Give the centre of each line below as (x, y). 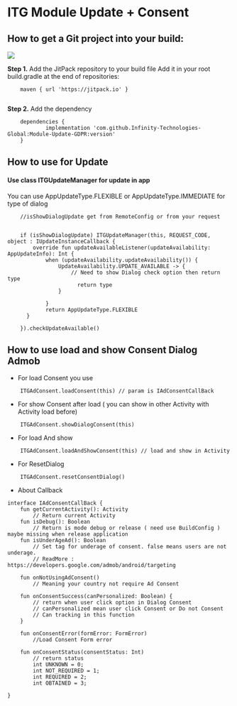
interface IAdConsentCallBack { (55, 503)
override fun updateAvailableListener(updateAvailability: (122, 248)
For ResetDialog (41, 464)
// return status (58, 658)
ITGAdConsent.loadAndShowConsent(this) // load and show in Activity (125, 451)
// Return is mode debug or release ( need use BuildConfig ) (127, 528)
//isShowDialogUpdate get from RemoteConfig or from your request (120, 216)
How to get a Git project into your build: (96, 39)
